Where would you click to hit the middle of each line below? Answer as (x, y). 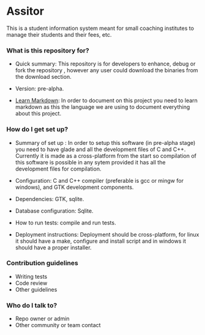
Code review (31, 283)
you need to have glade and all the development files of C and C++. (100, 149)
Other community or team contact (58, 325)
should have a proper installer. (53, 247)
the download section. (43, 77)
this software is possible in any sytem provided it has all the (90, 162)
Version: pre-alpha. (39, 89)
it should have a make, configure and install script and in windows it (101, 241)
